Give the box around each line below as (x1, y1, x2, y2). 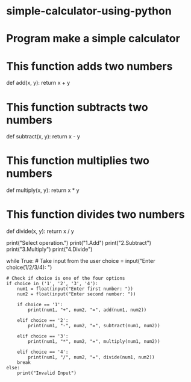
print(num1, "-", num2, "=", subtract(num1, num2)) (28, 323, 161, 329)
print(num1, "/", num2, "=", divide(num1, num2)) (28, 354, 155, 360)
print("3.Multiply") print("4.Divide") (6, 245, 93, 253)
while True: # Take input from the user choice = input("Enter (6, 257, 155, 265)
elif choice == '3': (17, 333, 69, 339)
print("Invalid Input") (17, 370, 77, 377)
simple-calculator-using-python (6, 4, 172, 18)
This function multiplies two (6, 154, 149, 168)
